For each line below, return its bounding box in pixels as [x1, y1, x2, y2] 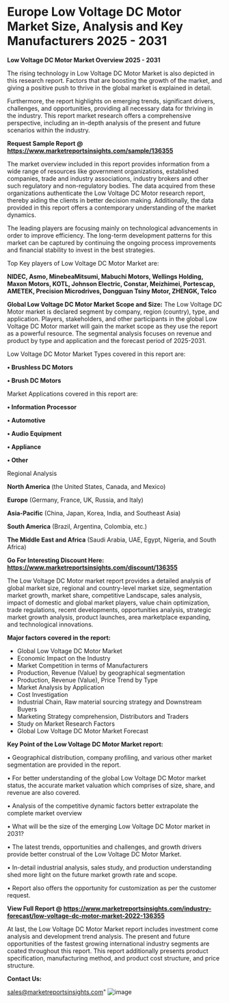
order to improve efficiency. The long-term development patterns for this [7, 231, 212, 240]
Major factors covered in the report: [7, 633, 111, 642]
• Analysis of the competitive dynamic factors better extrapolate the [7, 802, 199, 810]
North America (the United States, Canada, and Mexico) [7, 482, 166, 490]
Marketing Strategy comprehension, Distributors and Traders [16, 712, 189, 720]
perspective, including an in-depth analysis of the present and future [7, 118, 201, 127]
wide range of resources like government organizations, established [7, 167, 199, 175]
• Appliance [7, 442, 42, 450]
